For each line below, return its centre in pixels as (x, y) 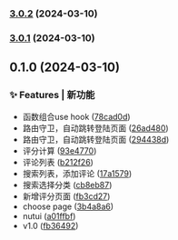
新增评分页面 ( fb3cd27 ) (66, 196)
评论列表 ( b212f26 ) (58, 162)
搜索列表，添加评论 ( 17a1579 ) (77, 173)
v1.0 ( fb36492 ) (50, 225)
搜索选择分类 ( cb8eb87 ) (67, 185)
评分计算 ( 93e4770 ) (59, 150)
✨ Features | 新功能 (52, 95)
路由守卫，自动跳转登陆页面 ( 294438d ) (96, 139)
